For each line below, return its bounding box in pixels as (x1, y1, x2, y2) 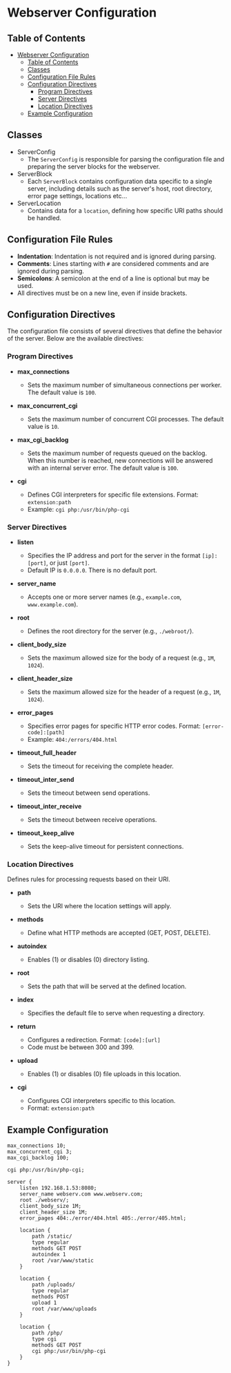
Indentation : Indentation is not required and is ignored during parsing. (17, 252, 217, 260)
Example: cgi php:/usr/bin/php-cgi (27, 505, 130, 513)
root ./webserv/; (19, 1197, 70, 1204)
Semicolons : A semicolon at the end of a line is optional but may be (17, 274, 210, 282)
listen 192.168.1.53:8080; (19, 1184, 97, 1192)
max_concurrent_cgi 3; (7, 1149, 72, 1155)
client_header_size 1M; (19, 1209, 88, 1216)
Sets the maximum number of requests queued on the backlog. (27, 449, 208, 457)
